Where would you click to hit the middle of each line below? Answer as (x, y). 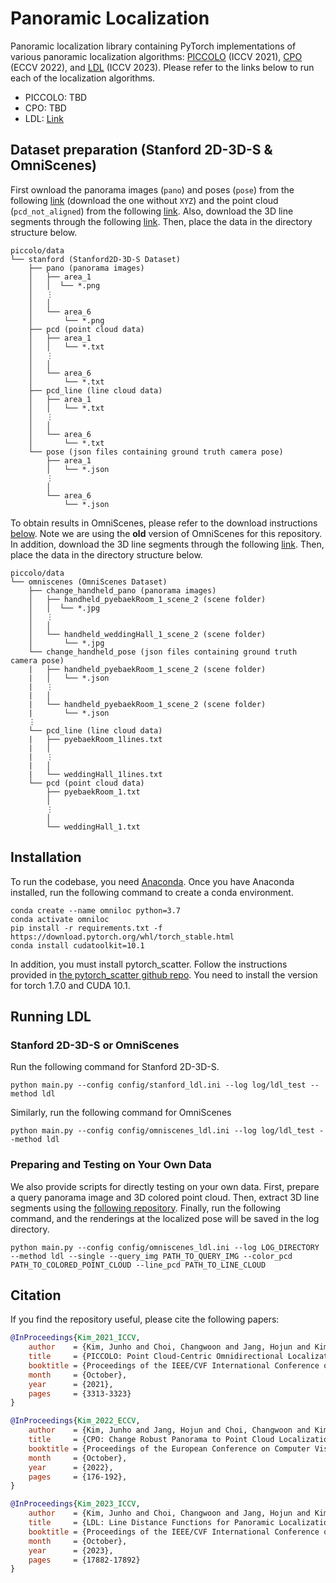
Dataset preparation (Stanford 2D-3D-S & (141, 150)
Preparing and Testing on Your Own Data (111, 1165)
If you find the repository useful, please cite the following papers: (145, 1319)
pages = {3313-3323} (80, 1393)
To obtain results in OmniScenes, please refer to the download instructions (164, 523)
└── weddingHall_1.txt (93, 827)
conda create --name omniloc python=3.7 (96, 910)
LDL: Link (44, 118)
